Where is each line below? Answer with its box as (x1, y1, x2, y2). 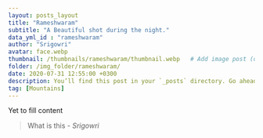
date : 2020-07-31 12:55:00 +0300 (8, 70, 117, 78)
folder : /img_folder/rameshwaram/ (8, 63, 121, 71)
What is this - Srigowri (27, 121, 99, 130)
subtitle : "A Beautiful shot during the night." (8, 26, 170, 34)
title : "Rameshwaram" (8, 19, 79, 27)
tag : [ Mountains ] (8, 84, 65, 93)
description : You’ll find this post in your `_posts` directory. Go (8, 77, 236, 85)
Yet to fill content (8, 106, 63, 115)
